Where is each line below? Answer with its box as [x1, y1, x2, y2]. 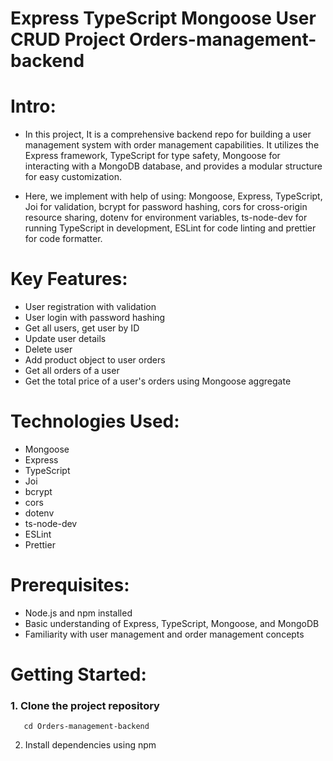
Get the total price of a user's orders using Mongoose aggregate [24, 375, 292, 387]
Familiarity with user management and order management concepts [24, 628, 305, 640]
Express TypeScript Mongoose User [10, 7, 317, 30]
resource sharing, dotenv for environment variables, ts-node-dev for [24, 212, 308, 224]
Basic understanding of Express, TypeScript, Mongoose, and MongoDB [24, 617, 320, 629]
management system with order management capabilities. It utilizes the [24, 139, 320, 151]
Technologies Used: [10, 410, 180, 433]
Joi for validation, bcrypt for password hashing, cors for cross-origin [24, 201, 308, 213]
